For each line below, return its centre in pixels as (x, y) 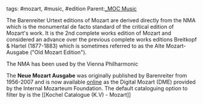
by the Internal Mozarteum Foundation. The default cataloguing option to (97, 88)
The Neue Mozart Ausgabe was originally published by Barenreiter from (97, 75)
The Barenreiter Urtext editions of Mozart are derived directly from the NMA (101, 20)
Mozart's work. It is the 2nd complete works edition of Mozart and (89, 33)
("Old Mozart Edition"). (58, 52)
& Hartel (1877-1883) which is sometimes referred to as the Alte (85, 46)
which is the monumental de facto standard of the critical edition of (90, 27)
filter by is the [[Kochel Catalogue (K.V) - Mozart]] (69, 95)
